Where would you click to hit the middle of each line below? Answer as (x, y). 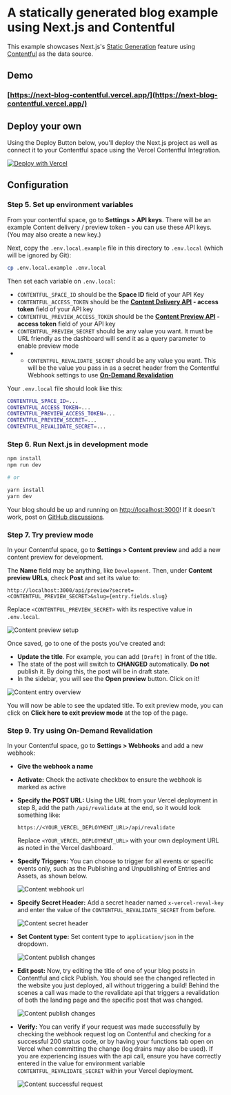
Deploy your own (44, 126)
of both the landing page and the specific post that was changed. (110, 1000)
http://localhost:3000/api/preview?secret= (71, 590)
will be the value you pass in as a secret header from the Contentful (123, 368)
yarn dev (20, 496)
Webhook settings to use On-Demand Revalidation (100, 375)
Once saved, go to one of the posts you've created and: (86, 643)
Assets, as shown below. (52, 876)
